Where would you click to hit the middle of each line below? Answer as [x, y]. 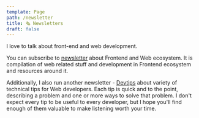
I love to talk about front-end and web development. [72, 46]
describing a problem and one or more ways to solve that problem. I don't [99, 95]
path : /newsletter [30, 18]
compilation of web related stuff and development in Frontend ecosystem [99, 64]
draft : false [23, 29]
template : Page [26, 12]
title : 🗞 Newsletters [35, 23]
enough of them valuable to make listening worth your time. [81, 109]
